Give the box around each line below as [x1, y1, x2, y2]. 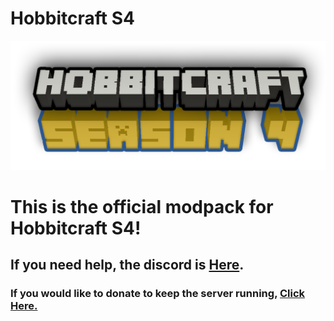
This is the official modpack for [10, 195, 274, 218]
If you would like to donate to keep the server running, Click [10, 287, 306, 301]
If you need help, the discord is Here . [10, 257, 245, 274]
